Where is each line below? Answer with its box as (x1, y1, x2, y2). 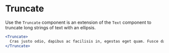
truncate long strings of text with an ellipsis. (5, 24, 96, 30)
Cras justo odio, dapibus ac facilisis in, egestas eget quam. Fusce (10, 39, 158, 44)
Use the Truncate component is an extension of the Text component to (5, 19, 152, 25)
